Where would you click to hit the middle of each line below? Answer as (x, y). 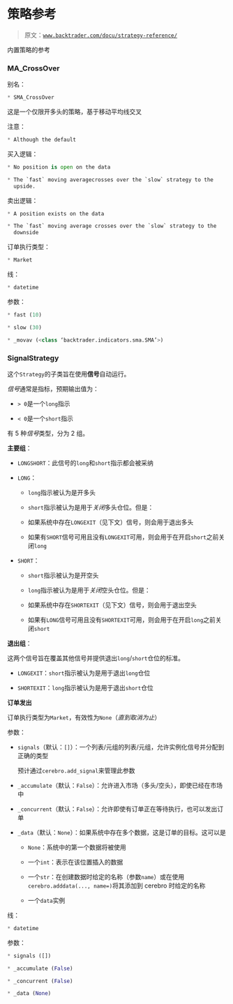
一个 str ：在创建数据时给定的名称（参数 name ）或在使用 (106, 876)
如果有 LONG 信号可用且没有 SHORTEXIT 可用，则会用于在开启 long (115, 619)
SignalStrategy (33, 358)
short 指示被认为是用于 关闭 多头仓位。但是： (91, 507)
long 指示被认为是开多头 (62, 492)
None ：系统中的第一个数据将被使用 (77, 847)
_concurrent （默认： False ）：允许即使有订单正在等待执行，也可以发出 (117, 809)
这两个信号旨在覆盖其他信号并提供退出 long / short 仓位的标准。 (96, 658)
